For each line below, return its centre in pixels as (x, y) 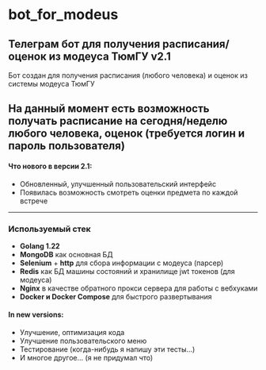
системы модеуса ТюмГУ (51, 84)
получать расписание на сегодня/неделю (118, 121)
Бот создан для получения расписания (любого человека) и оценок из (128, 75)
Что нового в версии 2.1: (50, 166)
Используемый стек (49, 229)
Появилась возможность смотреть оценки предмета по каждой (129, 192)
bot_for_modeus (63, 15)
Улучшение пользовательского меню (83, 341)
